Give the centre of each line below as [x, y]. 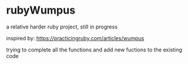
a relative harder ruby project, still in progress [62, 27]
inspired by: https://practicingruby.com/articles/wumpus [75, 38]
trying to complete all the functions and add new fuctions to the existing [94, 49]
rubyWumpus [41, 10]
